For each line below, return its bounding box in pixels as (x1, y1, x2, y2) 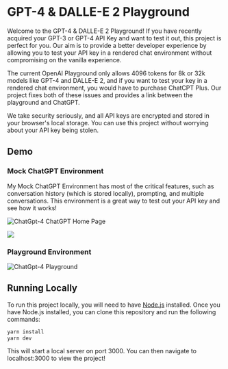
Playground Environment (7, 247, 92, 257)
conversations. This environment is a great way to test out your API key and (7, 196, 220, 205)
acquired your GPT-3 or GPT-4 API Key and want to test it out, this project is (7, 34, 222, 42)
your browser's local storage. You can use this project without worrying (7, 118, 209, 127)
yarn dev (7, 335, 32, 342)
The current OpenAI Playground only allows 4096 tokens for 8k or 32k (7, 69, 205, 77)
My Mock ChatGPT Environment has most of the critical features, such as (7, 182, 214, 190)
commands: (7, 315, 41, 323)
